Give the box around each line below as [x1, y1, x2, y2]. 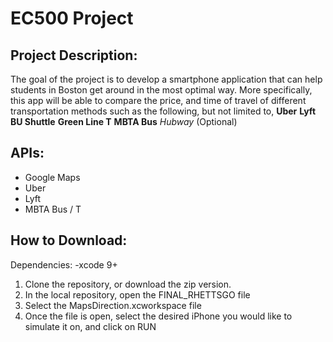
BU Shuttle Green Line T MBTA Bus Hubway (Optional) [10, 116, 238, 127]
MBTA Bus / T [24, 203, 82, 215]
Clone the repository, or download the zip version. [24, 278, 232, 290]
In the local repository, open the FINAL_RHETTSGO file [24, 288, 251, 301]
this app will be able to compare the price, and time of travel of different [10, 95, 307, 106]
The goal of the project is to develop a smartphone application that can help [10, 73, 323, 85]
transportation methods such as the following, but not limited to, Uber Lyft [10, 105, 317, 117]
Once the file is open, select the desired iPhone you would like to [24, 310, 293, 322]
